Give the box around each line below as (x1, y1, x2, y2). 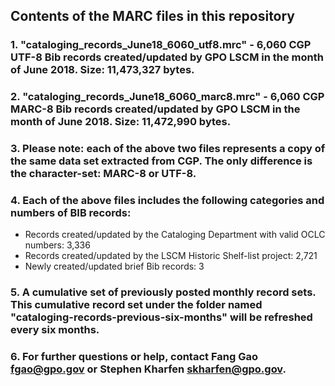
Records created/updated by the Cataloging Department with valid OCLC (24, 229, 326, 241)
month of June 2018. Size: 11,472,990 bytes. (10, 115, 232, 129)
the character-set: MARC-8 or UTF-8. (10, 167, 197, 181)
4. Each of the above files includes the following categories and (10, 194, 325, 208)
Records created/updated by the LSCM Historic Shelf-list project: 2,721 (24, 250, 318, 262)
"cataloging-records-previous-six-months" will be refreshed (10, 310, 313, 324)
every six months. (10, 323, 100, 337)
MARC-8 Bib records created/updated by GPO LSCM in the (10, 102, 301, 116)
